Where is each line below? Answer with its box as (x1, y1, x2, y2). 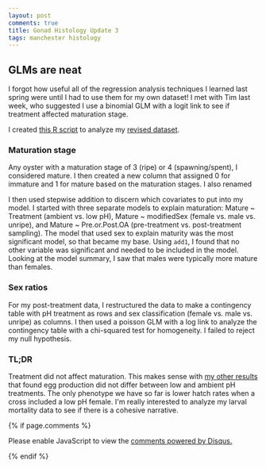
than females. (8, 263, 53, 272)
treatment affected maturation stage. (8, 109, 129, 119)
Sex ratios (8, 282, 48, 293)
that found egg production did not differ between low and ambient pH (8, 380, 236, 389)
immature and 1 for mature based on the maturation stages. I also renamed (8, 179, 253, 189)
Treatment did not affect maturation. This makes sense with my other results (8, 371, 258, 381)
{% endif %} (8, 451, 49, 461)
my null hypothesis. (8, 334, 72, 343)
